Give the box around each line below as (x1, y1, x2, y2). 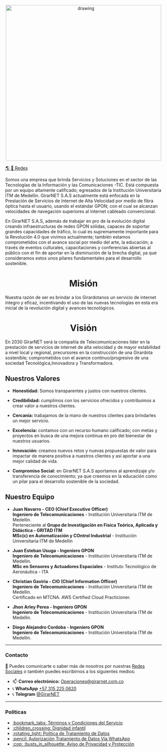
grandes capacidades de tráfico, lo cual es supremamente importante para (5, 229, 159, 234)
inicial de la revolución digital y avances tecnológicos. (5, 304, 115, 311)
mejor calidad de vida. (12, 458, 58, 464)
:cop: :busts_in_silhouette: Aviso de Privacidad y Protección (12, 741, 135, 747)
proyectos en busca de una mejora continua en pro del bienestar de (12, 433, 152, 439)
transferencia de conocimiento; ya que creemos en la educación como (12, 473, 158, 479)
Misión (69, 278, 98, 289)
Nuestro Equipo (5, 493, 55, 501)
